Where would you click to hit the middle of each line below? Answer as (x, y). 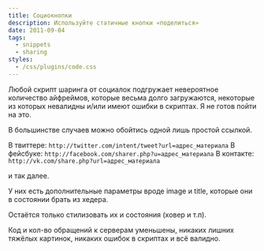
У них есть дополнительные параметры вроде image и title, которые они (130, 191)
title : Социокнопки (40, 15)
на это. (20, 114)
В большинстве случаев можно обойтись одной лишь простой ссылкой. (130, 129)
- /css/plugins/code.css (56, 67)
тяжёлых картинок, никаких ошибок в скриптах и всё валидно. (114, 238)
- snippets (33, 45)
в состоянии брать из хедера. (58, 199)
